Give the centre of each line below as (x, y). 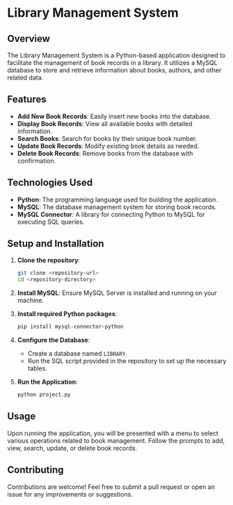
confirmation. (37, 160)
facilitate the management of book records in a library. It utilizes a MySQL (112, 63)
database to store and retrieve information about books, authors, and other (114, 70)
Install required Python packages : (67, 314)
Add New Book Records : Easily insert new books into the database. (114, 116)
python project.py (44, 395)
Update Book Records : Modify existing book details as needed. (108, 146)
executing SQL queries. (51, 222)
